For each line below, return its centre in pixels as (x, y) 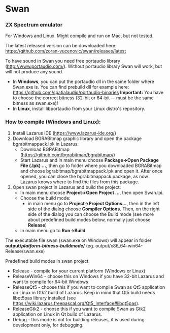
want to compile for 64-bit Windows (50, 282)
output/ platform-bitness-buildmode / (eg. (50, 245)
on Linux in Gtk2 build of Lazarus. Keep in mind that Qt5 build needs (84, 292)
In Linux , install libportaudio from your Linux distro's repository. (79, 109)
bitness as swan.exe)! (35, 103)
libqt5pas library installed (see (44, 298)
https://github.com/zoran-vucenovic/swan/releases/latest (66, 51)
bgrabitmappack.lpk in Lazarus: (46, 144)
